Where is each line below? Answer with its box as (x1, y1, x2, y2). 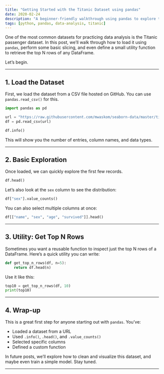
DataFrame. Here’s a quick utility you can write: (5, 251, 100, 257)
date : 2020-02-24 (5, 12, 41, 17)
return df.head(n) (14, 265, 51, 270)
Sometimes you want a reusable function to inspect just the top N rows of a (5, 246, 157, 252)
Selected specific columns (12, 339, 66, 345)
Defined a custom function (12, 344, 66, 350)
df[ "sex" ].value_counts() (5, 196, 58, 201)
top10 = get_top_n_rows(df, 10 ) (5, 283, 71, 288)
